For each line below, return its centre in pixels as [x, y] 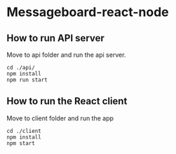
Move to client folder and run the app [60, 118]
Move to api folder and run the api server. [66, 55]
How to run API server [55, 38]
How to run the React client [67, 101]
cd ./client [24, 131]
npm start [21, 143]
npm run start [27, 80]
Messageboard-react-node [88, 12]
